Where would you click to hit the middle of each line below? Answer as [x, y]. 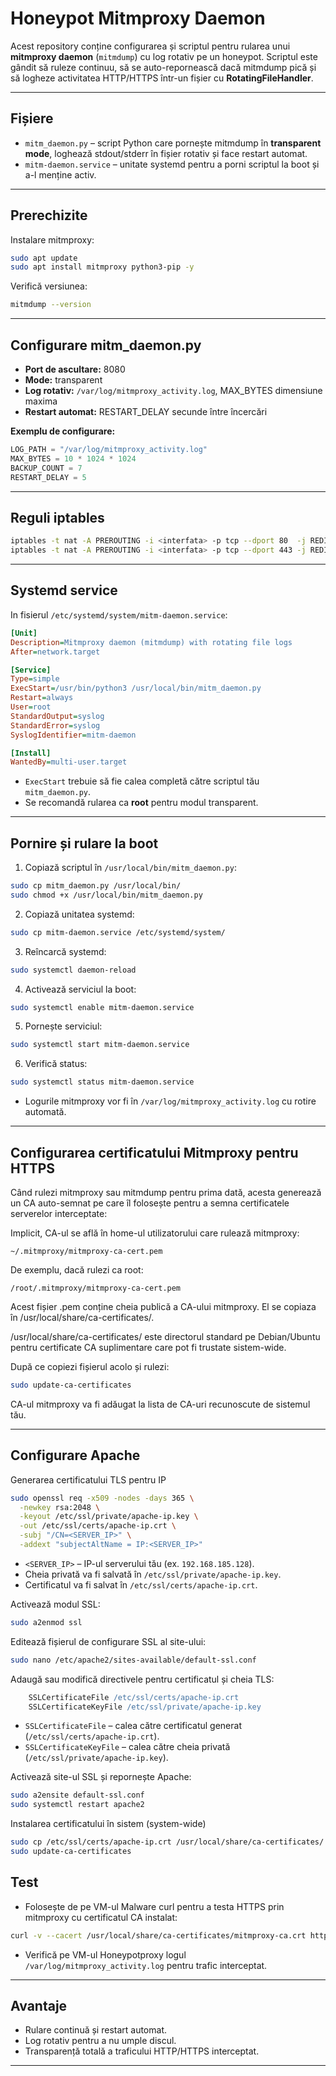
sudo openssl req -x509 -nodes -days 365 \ [102, 1498]
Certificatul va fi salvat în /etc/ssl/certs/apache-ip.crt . [141, 1584]
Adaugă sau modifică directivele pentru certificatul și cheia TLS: [142, 1679]
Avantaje [39, 2006]
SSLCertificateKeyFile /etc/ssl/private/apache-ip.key [145, 1707]
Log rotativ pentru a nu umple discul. [100, 2041]
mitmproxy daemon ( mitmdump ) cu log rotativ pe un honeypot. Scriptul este [164, 56]
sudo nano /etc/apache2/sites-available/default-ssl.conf [133, 1660]
